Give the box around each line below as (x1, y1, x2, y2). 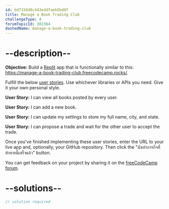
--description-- (5, 48, 71, 59)
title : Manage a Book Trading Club (5, 12, 80, 17)
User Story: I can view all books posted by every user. (5, 94, 118, 100)
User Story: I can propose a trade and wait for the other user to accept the (5, 124, 160, 130)
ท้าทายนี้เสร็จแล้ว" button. (5, 150, 51, 156)
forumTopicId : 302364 (5, 21, 51, 27)
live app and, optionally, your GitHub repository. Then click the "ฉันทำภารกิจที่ (5, 144, 160, 150)
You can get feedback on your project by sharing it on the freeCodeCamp (5, 160, 158, 166)
